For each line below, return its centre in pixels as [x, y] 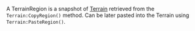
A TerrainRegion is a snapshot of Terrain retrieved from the [80, 9]
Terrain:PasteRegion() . [36, 22]
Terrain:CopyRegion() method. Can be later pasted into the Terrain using [98, 15]
